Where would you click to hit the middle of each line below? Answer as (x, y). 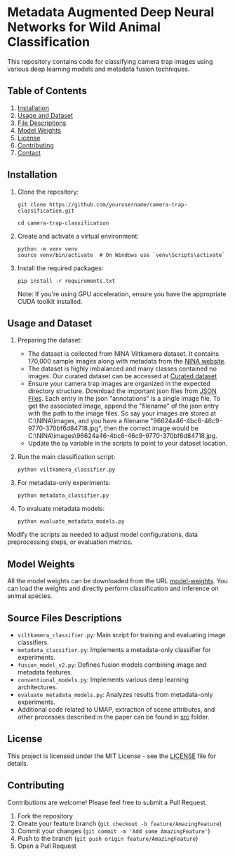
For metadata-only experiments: (64, 483)
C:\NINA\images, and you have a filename (88, 421)
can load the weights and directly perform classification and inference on (113, 589)
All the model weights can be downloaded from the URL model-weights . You (117, 581)
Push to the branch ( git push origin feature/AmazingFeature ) (108, 838)
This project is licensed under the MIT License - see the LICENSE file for (112, 756)
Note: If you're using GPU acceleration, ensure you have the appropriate (122, 294)
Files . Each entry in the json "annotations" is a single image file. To (124, 399)
